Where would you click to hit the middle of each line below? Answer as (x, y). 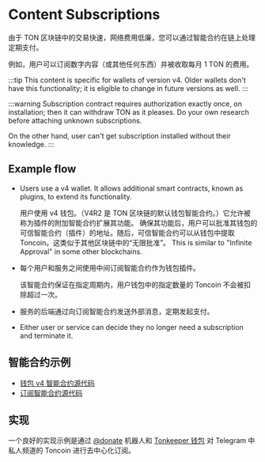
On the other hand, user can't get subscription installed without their (119, 135)
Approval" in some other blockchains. (81, 252)
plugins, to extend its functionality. (76, 196)
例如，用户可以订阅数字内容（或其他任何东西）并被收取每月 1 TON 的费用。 (131, 64)
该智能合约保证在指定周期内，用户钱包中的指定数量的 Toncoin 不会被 (132, 284)
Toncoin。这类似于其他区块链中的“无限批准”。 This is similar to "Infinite (136, 242)
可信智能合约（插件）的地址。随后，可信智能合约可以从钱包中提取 (127, 233)
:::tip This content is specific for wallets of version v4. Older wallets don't (127, 80)
